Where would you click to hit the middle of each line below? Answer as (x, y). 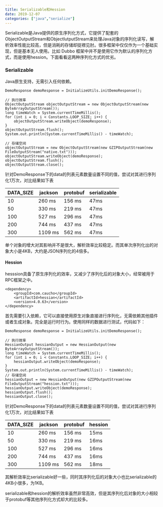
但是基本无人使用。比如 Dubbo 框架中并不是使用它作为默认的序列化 (81, 51)
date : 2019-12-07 (23, 14)
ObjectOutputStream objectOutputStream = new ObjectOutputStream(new (77, 104)
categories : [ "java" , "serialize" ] (40, 18)
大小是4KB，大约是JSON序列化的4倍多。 (50, 251)
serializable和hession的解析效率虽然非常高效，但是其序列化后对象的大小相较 (81, 493)
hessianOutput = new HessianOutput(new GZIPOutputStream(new (68, 379)
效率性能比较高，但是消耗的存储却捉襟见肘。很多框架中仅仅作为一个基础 (81, 45)
